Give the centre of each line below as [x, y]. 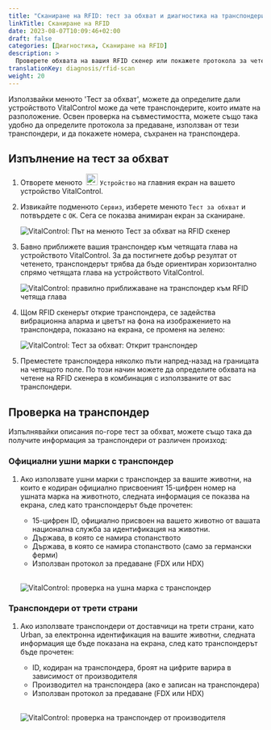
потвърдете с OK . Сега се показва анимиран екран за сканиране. [133, 216]
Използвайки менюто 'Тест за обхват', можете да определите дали [124, 99]
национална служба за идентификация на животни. [121, 529]
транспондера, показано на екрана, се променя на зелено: [123, 330]
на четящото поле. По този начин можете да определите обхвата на [138, 369]
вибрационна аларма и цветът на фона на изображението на [125, 321]
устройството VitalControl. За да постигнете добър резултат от [128, 255]
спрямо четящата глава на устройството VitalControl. [112, 272]
